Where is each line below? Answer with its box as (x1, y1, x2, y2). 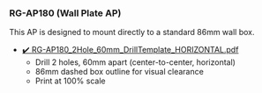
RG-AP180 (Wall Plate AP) (9, 7, 122, 19)
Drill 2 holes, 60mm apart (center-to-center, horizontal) (34, 57, 236, 68)
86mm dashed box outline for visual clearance (34, 67, 205, 77)
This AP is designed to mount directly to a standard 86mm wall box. (9, 27, 255, 38)
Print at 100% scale (34, 75, 106, 86)
